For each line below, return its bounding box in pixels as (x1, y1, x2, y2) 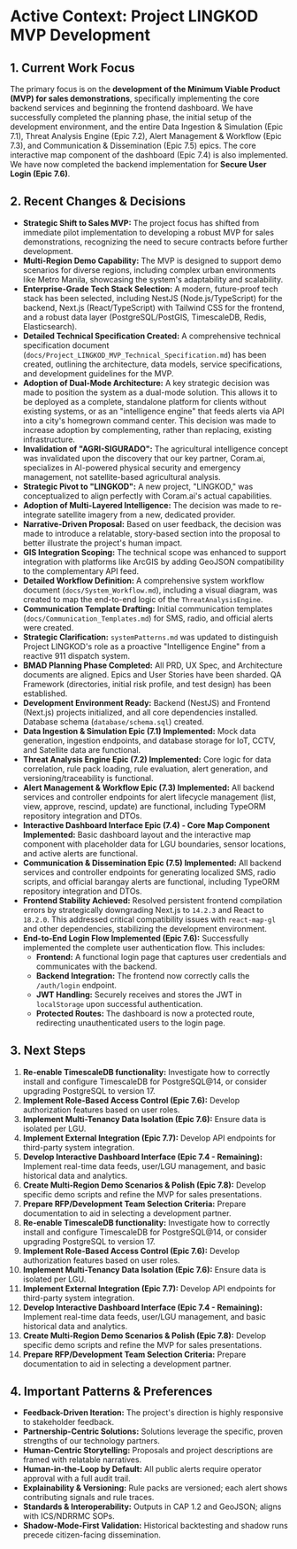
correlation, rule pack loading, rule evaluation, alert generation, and (22, 763, 269, 774)
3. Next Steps (10, 1043, 87, 1058)
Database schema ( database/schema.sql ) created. (22, 716, 204, 727)
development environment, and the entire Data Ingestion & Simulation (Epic (10, 121, 284, 132)
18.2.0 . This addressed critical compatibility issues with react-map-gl (22, 914, 277, 925)
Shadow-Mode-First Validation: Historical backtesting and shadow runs (22, 1521, 288, 1531)
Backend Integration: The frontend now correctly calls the (35, 970, 250, 980)
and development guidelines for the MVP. (22, 368, 174, 378)
